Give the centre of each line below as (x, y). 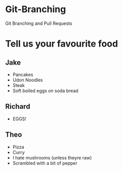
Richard (18, 106)
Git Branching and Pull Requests (39, 23)
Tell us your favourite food (61, 44)
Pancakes (23, 74)
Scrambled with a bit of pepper (45, 163)
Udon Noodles (28, 80)
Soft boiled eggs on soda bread (45, 91)
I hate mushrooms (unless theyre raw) (52, 157)
